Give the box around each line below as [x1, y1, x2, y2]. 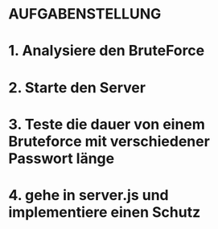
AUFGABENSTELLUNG [8, 5, 162, 23]
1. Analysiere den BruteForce [8, 42, 205, 60]
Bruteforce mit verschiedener [8, 132, 211, 150]
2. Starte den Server [8, 78, 146, 96]
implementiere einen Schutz [8, 202, 201, 221]
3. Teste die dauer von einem [8, 115, 205, 133]
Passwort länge [8, 149, 115, 167]
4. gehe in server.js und [8, 186, 169, 204]
